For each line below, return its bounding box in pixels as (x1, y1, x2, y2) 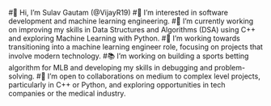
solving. (8, 71, 35, 81)
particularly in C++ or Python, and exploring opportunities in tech (8, 80, 226, 89)
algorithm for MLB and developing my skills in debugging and (8, 63, 213, 72)
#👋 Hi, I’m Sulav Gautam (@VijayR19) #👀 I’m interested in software (8, 8, 229, 17)
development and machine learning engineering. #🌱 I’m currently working (8, 16, 254, 26)
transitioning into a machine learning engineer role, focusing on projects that (8, 42, 263, 52)
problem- (214, 63, 245, 72)
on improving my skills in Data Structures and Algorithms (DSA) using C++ (8, 25, 256, 34)
